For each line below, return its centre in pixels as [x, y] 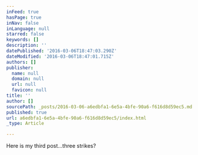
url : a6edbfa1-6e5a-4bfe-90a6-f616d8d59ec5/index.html [76, 118]
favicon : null [29, 90]
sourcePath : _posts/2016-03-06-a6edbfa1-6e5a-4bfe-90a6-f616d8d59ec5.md [99, 107]
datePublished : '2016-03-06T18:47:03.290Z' [62, 51]
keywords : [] [23, 40]
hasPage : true [24, 17]
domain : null [28, 79]
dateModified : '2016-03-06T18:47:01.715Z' [60, 56]
